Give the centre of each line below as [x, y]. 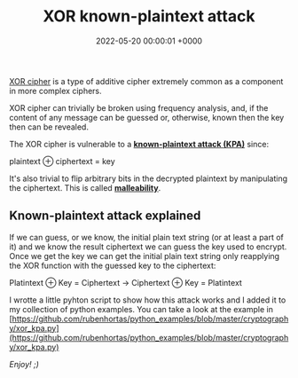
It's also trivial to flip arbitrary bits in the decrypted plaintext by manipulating [149, 178]
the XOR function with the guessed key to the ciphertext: [113, 265]
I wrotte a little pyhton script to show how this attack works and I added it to [148, 300]
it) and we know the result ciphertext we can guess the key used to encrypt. [148, 247]
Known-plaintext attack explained [105, 216]
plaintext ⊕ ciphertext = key [62, 161]
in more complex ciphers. [55, 91]
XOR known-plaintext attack [149, 16]
